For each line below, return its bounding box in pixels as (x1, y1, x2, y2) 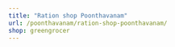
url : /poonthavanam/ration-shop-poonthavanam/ (8, 19, 168, 27)
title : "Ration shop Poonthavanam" (8, 11, 128, 20)
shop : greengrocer (8, 26, 70, 34)
